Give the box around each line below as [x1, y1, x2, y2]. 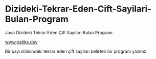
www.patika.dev [5, 39, 38, 44]
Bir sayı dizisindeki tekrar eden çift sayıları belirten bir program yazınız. [5, 48, 148, 54]
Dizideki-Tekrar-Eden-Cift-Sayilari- [5, 3, 152, 15]
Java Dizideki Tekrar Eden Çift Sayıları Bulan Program [5, 29, 113, 35]
